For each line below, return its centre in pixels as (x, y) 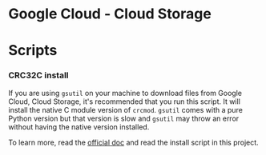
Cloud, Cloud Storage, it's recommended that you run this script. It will (124, 101)
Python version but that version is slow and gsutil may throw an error (124, 118)
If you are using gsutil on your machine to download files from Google (125, 93)
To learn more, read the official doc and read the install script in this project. (133, 142)
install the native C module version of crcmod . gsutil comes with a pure (125, 109)
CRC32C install (39, 75)
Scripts (33, 51)
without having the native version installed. (79, 127)
